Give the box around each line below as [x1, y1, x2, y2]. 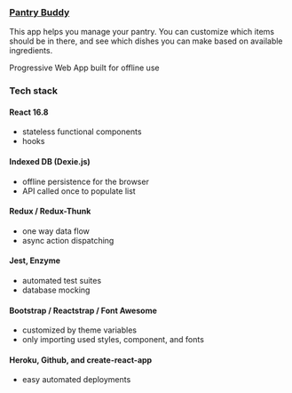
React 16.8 [9, 107, 49, 117]
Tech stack [9, 84, 58, 97]
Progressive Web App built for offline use [9, 62, 160, 73]
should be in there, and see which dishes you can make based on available [9, 36, 283, 46]
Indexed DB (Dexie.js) [9, 156, 91, 167]
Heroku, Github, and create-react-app [9, 354, 153, 365]
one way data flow [21, 225, 91, 237]
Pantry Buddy [9, 6, 70, 19]
